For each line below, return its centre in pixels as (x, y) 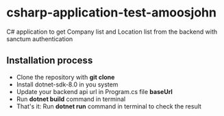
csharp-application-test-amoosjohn (112, 13)
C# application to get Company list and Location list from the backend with (112, 32)
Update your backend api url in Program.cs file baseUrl (94, 91)
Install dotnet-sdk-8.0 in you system (67, 84)
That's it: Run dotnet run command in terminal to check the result (109, 106)
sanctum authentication (40, 38)
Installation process (50, 61)
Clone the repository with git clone (65, 77)
